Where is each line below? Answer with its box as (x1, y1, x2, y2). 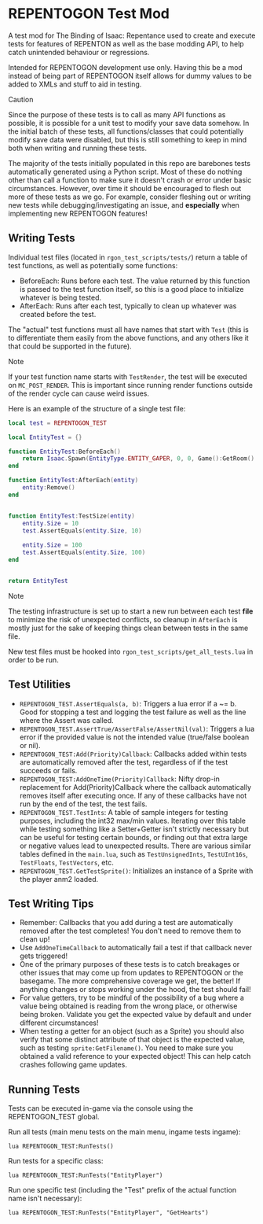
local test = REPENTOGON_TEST (8, 418, 108, 427)
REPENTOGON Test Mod (8, 5, 170, 23)
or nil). (19, 740, 41, 750)
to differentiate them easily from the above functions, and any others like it (8, 333, 249, 342)
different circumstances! (19, 1018, 100, 1027)
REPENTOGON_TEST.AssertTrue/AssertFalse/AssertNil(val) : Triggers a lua (19, 724, 255, 733)
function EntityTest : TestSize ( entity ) (8, 512, 135, 520)
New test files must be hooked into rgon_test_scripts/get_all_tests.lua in (8, 647, 254, 656)
